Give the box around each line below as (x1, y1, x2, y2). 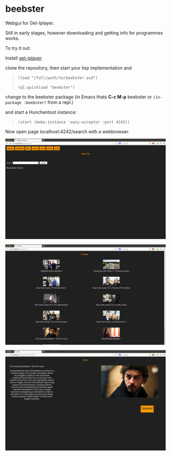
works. (5, 35, 20, 41)
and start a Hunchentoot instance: (5, 109, 77, 115)
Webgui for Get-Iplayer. (5, 20, 54, 26)
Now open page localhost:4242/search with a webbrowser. (5, 128, 130, 135)
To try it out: (5, 45, 31, 51)
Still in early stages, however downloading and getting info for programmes (5, 30, 163, 36)
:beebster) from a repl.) (23, 99, 74, 105)
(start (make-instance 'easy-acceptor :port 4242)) (17, 119, 130, 125)
